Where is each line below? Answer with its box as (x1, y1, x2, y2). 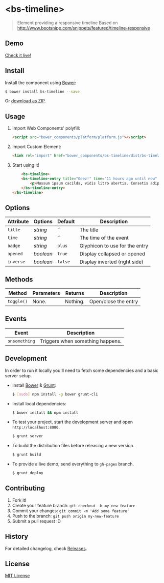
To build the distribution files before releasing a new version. (12, 443, 135, 449)
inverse (7, 259, 25, 265)
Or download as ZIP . (5, 98, 46, 104)
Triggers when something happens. (40, 338, 121, 344)
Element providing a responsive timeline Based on (17, 20, 118, 26)
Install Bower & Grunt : (12, 382, 56, 388)
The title (79, 226, 99, 233)
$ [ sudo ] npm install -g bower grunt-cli (12, 392, 98, 397)
